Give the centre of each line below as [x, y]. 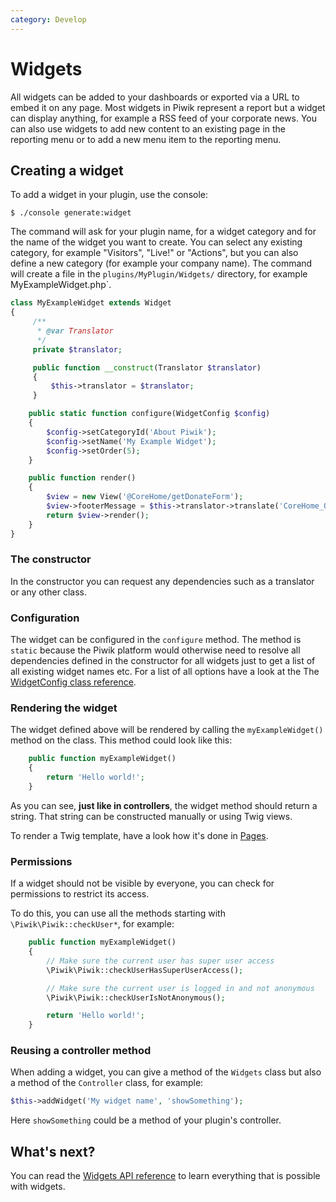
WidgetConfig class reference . [73, 682]
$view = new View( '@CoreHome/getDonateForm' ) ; [145, 497]
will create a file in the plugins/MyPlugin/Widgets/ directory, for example [159, 274]
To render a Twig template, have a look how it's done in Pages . [139, 835]
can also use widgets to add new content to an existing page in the [148, 128]
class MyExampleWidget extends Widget [91, 303]
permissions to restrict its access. [80, 894]
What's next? [53, 1151]
